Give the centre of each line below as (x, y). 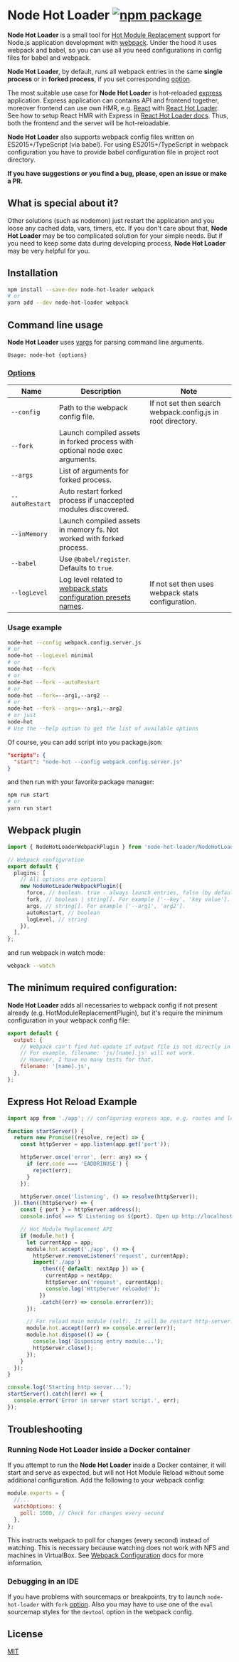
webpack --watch (31, 966)
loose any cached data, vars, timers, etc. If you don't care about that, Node (117, 228)
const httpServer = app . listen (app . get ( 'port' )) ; (95, 1144)
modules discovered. (94, 509)
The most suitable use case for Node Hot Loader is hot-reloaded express (115, 93)
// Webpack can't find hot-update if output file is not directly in (126, 1047)
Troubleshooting (45, 1430)
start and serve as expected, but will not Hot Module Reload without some (116, 1473)
